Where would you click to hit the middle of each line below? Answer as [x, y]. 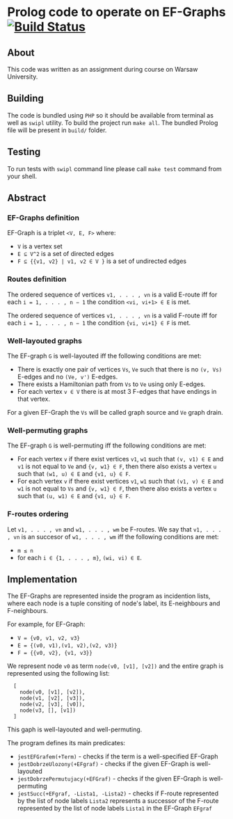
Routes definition [37, 279]
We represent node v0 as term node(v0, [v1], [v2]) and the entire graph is [115, 666]
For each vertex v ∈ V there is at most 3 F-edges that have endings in [117, 391]
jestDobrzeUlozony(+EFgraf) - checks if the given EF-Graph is [106, 764]
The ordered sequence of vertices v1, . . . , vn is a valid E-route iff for [112, 294]
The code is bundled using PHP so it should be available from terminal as [111, 115]
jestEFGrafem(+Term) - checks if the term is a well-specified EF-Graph [118, 756]
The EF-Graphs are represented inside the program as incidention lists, [109, 596]
